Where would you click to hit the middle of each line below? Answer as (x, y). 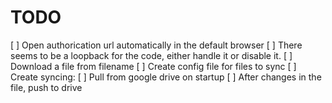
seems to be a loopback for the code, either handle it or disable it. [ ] (151, 55)
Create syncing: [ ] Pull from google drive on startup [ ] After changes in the (166, 77)
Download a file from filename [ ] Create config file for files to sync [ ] (153, 66)
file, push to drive (46, 87)
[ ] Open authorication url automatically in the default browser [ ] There (156, 45)
